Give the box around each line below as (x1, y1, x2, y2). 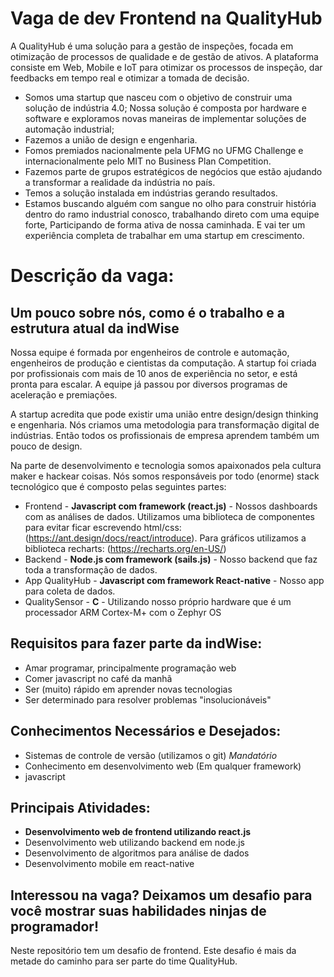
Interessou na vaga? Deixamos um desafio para (10, 887, 313, 904)
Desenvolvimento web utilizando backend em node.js (24, 837, 245, 849)
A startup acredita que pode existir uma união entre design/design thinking (10, 408, 319, 420)
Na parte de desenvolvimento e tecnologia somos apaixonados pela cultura (10, 459, 322, 471)
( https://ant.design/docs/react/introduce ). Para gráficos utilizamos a (24, 532, 307, 544)
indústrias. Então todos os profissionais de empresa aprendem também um (10, 429, 320, 441)
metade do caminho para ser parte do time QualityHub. (10, 955, 238, 967)
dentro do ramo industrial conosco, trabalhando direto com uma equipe (24, 208, 320, 220)
